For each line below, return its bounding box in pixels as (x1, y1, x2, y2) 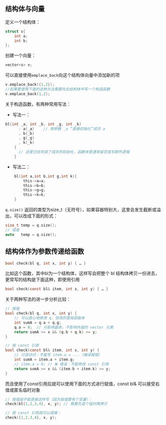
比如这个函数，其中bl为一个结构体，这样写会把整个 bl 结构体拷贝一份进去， (5, 270, 160, 276)
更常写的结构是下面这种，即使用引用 (5, 277, 80, 283)
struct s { (5, 29, 26, 34)
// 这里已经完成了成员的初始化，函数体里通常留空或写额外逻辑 (18, 149, 130, 155)
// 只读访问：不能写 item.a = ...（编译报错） (14, 353, 102, 358)
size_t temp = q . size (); (5, 223, 57, 228)
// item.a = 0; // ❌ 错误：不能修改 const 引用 (14, 362, 109, 367)
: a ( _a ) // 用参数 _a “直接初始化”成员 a (18, 126, 105, 131)
